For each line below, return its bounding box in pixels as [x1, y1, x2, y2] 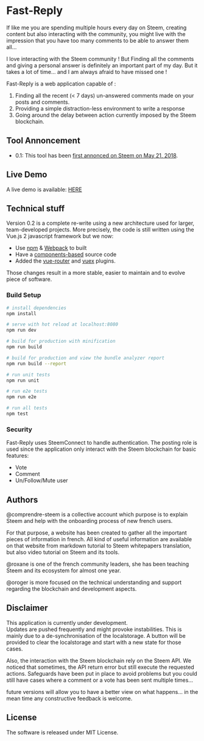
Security [6, 425, 32, 434]
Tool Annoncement [6, 136, 80, 146]
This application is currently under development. [6, 619, 128, 626]
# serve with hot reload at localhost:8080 [6, 321, 119, 327]
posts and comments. [15, 98, 70, 106]
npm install [6, 310, 37, 316]
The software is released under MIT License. [6, 728, 119, 736]
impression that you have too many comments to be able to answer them [6, 37, 189, 44]
